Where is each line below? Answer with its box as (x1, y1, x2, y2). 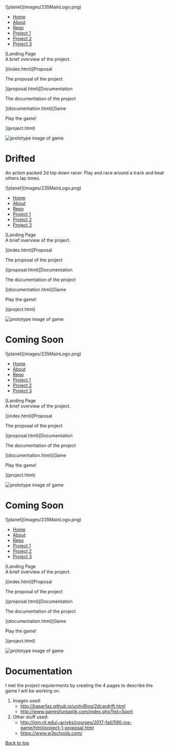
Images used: (12, 698, 42, 704)
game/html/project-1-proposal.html (20, 725, 94, 731)
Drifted (5, 153, 36, 164)
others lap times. (5, 175, 41, 181)
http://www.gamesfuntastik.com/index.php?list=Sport (20, 708, 133, 714)
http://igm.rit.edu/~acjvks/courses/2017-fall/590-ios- (20, 719, 132, 725)
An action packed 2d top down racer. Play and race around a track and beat (5, 170, 164, 176)
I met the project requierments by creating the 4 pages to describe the (5, 682, 153, 688)
